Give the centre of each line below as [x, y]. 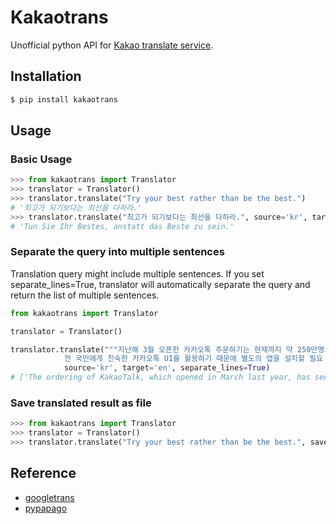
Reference [43, 473]
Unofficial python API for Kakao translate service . [112, 45]
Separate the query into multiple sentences [117, 252]
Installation [46, 76]
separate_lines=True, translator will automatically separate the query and [160, 284]
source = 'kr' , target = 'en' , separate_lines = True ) [167, 368]
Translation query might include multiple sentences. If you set [137, 273]
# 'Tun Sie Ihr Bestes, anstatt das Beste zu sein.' [122, 226]
